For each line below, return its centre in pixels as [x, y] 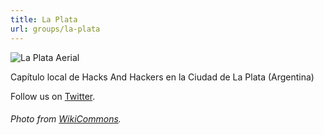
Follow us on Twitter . [53, 96]
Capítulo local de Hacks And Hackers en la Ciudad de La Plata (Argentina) [162, 77]
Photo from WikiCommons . [66, 119]
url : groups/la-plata [55, 29]
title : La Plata [44, 19]
